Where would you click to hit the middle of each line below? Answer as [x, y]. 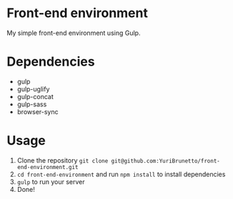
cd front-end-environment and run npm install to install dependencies [121, 174]
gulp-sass [32, 104]
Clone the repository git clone [63, 160]
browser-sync [38, 111]
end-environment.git [48, 167]
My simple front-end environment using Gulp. [74, 33]
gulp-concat [35, 96]
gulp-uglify [33, 89]
